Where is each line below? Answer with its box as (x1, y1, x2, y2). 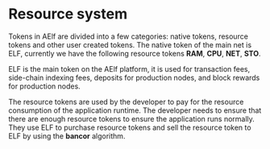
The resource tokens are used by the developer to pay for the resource (8, 97, 244, 106)
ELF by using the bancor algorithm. (8, 130, 126, 141)
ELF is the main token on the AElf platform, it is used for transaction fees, (8, 64, 251, 73)
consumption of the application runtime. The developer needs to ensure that (8, 106, 262, 115)
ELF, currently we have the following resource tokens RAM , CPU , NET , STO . (8, 48, 261, 58)
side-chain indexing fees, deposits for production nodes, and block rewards (8, 72, 260, 82)
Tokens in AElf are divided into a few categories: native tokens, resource (8, 31, 248, 41)
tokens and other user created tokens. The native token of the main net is (8, 39, 252, 49)
